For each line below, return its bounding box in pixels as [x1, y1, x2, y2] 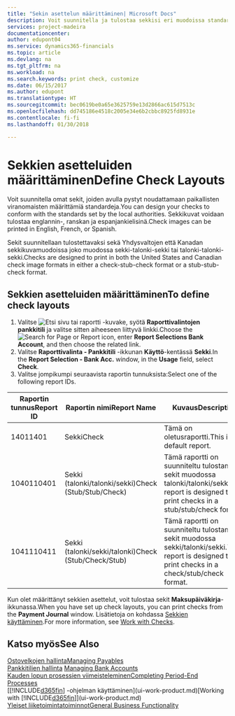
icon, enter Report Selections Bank [101, 333, 204, 342]
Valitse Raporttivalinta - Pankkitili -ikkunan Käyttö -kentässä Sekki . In [17, 348, 218, 356]
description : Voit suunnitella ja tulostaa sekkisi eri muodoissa [7, 17, 205, 24]
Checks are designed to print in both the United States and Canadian [23, 253, 222, 262]
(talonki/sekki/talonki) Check [64, 547, 157, 556]
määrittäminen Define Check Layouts [7, 172, 225, 188]
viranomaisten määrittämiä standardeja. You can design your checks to [7, 202, 210, 211]
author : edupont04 [7, 36, 61, 43]
